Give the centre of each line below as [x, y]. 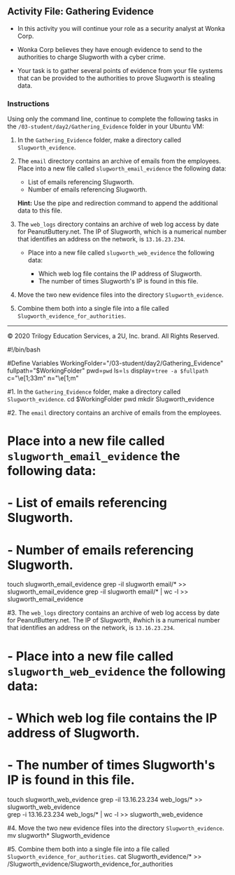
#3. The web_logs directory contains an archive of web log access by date [114, 613]
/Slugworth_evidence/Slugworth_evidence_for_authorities [90, 864]
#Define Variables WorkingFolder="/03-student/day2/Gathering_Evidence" [115, 363]
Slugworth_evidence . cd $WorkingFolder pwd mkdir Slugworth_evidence [111, 399]
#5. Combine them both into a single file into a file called [88, 849]
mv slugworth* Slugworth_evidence [59, 835]
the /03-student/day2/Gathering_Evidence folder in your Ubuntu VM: [106, 126]
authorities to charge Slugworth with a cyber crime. [91, 57]
